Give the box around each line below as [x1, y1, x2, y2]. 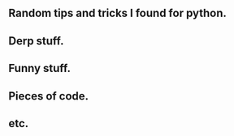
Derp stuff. [8, 34, 64, 48]
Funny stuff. [8, 62, 71, 75]
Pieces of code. [8, 89, 89, 103]
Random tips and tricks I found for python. [8, 6, 227, 20]
